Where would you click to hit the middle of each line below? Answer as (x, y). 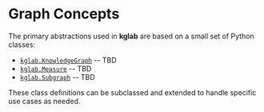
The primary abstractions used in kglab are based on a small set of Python (131, 36)
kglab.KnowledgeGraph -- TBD (68, 60)
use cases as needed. (44, 101)
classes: (22, 44)
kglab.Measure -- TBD (56, 68)
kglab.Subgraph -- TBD (58, 77)
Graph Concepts (64, 14)
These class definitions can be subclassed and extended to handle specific (132, 92)
